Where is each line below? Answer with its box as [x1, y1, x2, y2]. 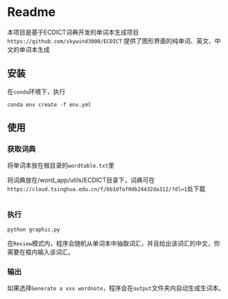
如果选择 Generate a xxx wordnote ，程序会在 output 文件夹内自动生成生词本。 [7, 284, 225, 292]
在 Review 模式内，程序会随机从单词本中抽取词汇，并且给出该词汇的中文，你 [7, 239, 220, 247]
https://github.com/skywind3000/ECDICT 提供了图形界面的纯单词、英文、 [7, 36, 215, 45]
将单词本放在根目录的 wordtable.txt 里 [7, 161, 115, 170]
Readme [7, 4, 56, 20]
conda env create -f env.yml [7, 101, 91, 108]
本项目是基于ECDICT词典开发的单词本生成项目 [7, 28, 139, 36]
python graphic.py [7, 226, 60, 233]
